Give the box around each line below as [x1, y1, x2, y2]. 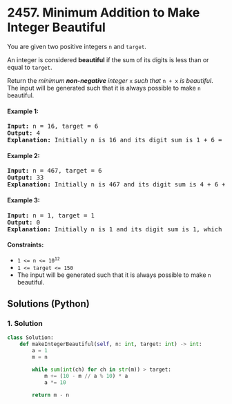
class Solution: [7, 334, 54, 341]
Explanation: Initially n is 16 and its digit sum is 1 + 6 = [7, 136, 222, 144]
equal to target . [7, 63, 52, 71]
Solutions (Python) [7, 298, 90, 310]
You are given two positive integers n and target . [7, 42, 147, 50]
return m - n [32, 392, 70, 398]
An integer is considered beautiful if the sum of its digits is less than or [7, 55, 209, 64]
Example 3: [7, 195, 40, 204]
